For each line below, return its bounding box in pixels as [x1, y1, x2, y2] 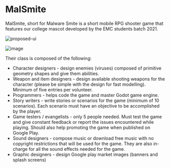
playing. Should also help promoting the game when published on [12, 124, 151, 130]
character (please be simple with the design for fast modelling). [12, 81, 146, 87]
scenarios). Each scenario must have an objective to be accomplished [12, 103, 160, 109]
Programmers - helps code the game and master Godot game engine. [12, 92, 159, 98]
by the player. [12, 108, 42, 114]
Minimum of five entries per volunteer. [12, 86, 93, 92]
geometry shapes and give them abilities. [12, 70, 99, 77]
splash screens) [12, 156, 47, 163]
